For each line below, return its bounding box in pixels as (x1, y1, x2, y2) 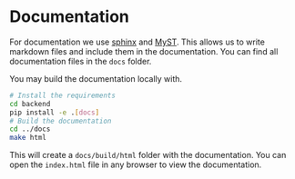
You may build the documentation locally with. (9, 73, 183, 84)
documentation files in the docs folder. (9, 55, 152, 66)
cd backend (9, 99, 51, 108)
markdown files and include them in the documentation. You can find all (9, 45, 279, 56)
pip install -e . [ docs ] (9, 107, 100, 117)
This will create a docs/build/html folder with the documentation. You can (9, 150, 287, 161)
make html (9, 134, 47, 143)
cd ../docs (9, 124, 51, 134)
